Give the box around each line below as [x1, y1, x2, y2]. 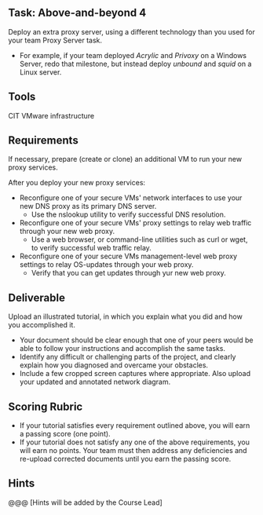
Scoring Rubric [8, 400, 83, 413]
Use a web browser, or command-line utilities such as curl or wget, [31, 235, 248, 244]
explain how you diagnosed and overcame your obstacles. [19, 360, 209, 370]
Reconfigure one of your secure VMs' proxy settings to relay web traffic [19, 218, 252, 228]
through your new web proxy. [19, 227, 115, 236]
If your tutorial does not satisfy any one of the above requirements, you [19, 437, 250, 447]
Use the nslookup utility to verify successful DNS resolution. [31, 210, 226, 219]
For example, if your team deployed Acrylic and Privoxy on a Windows [19, 50, 247, 60]
